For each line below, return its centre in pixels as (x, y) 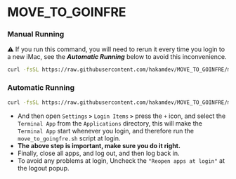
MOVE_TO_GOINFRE (67, 12)
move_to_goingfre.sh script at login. (69, 138)
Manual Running (36, 34)
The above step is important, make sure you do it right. (99, 145)
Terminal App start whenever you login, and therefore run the (106, 131)
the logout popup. (43, 168)
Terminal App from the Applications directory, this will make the (110, 123)
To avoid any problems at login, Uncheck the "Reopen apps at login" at (121, 160)
